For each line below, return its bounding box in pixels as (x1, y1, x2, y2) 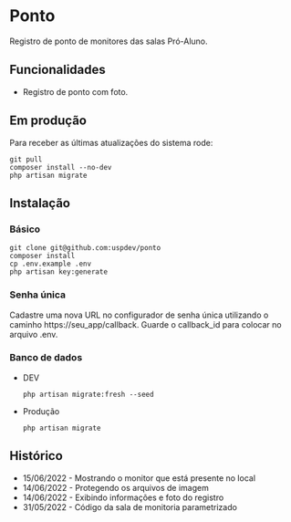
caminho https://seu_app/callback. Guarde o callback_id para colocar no (9, 318, 282, 329)
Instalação (9, 195, 71, 211)
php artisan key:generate (9, 267, 108, 277)
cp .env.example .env (9, 259, 92, 269)
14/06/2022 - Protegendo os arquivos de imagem (22, 482, 210, 493)
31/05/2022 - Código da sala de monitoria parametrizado (22, 501, 237, 512)
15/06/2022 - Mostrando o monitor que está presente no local (22, 472, 256, 484)
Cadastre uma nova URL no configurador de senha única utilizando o (9, 309, 269, 320)
